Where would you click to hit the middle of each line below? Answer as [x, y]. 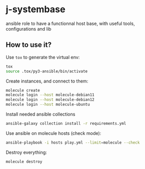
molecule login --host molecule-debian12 [50, 100]
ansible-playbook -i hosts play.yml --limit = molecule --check [73, 143]
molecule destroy [24, 161]
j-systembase [35, 9]
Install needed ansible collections [41, 114]
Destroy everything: [26, 152]
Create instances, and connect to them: [47, 81]
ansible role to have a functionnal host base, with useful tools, [70, 23]
